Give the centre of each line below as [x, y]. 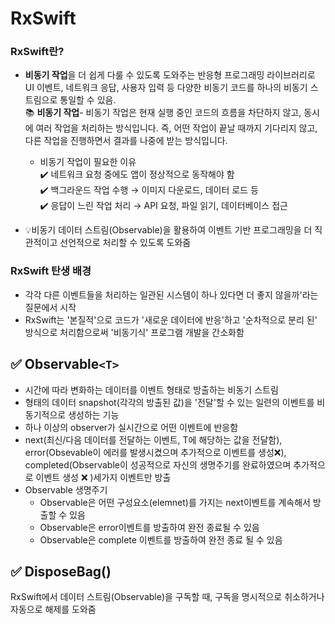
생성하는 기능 [94, 414]
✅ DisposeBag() [61, 571]
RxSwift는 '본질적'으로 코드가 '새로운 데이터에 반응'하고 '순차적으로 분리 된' [171, 319]
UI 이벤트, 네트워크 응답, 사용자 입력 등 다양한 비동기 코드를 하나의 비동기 [166, 88]
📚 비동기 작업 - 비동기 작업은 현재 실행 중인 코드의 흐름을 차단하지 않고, [163, 113]
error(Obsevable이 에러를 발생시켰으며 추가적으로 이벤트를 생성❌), [155, 452]
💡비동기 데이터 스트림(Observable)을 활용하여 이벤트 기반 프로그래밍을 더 [168, 230]
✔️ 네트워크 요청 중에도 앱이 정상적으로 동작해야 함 [137, 174]
